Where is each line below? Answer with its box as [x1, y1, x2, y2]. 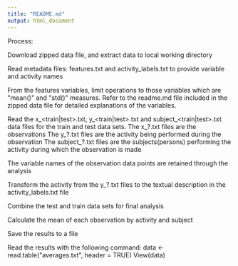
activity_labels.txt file [7, 188, 69, 196]
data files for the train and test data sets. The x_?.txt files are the [7, 122, 197, 131]
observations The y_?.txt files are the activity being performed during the [7, 130, 222, 138]
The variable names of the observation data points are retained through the [7, 158, 229, 168]
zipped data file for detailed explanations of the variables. [7, 101, 177, 109]
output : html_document [7, 17, 75, 24]
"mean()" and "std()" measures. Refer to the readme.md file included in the [7, 93, 228, 102]
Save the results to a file [7, 229, 78, 237]
